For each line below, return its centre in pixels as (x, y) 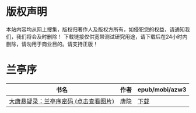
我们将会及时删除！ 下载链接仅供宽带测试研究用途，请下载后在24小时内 (102, 36)
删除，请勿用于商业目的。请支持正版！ (52, 44)
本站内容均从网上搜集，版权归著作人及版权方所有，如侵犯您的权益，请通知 (95, 29)
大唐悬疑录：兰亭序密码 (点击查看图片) (62, 101)
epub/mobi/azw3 (162, 90)
